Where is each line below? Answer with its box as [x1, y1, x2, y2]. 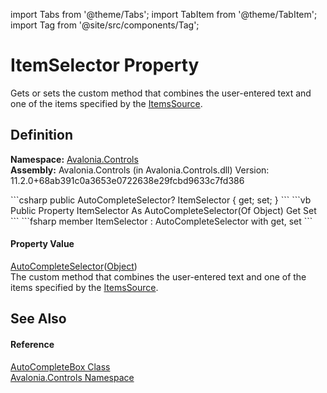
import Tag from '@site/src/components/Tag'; [10, 19, 200, 31]
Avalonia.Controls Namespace [10, 371, 135, 383]
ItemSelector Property [10, 54, 200, 77]
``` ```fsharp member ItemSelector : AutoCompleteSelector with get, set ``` [10, 215, 313, 227]
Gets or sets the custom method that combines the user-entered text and [10, 87, 312, 99]
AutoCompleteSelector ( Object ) [10, 260, 138, 272]
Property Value [10, 238, 75, 250]
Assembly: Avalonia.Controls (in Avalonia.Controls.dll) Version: [10, 164, 270, 176]
